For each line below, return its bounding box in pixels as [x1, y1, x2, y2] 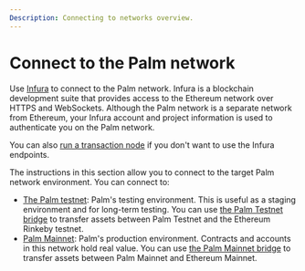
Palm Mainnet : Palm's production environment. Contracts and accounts [22, 233, 291, 244]
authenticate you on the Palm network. [9, 121, 155, 132]
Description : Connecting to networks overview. [9, 13, 195, 23]
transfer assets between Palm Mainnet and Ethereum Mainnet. [22, 252, 258, 263]
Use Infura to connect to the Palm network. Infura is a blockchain [9, 83, 254, 94]
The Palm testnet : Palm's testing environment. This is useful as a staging [22, 193, 297, 205]
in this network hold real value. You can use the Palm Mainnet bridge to [22, 243, 291, 254]
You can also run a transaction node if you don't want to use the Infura [9, 139, 275, 151]
